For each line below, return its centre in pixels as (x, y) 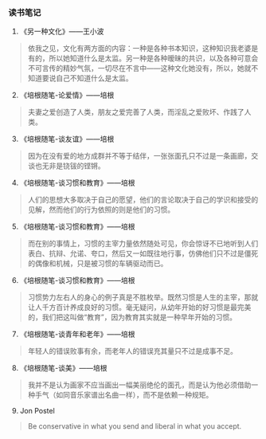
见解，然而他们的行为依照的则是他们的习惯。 (101, 210)
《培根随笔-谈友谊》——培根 (67, 139)
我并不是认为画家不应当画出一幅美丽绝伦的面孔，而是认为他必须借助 (139, 385)
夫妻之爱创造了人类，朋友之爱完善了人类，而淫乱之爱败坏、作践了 (136, 112)
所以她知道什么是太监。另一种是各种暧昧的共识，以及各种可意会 (154, 58)
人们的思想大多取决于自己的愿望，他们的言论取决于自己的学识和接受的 (143, 200)
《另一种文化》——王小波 (62, 31)
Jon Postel (37, 411)
